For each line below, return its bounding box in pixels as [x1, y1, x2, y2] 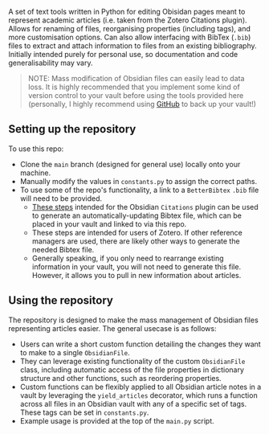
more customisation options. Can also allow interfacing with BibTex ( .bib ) [8, 32, 251, 42]
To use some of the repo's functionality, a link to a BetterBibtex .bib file [19, 185, 259, 194]
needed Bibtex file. [31, 244, 95, 254]
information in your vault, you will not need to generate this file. [31, 261, 242, 272]
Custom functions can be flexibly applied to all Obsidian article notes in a [19, 382, 262, 391]
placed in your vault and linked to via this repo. [31, 219, 187, 228]
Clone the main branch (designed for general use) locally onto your [19, 159, 241, 169]
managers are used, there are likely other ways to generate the [31, 236, 240, 246]
